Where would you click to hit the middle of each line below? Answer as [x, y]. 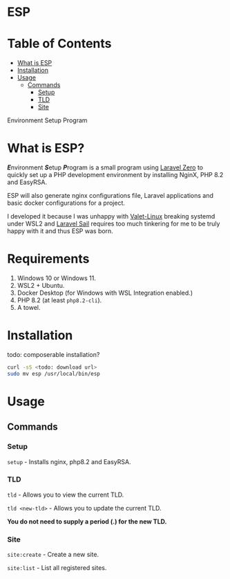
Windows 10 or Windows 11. [57, 278]
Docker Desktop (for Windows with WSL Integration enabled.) [105, 293]
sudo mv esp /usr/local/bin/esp [54, 374]
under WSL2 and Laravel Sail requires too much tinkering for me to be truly [114, 224]
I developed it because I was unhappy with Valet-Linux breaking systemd [111, 217]
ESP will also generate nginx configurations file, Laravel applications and [111, 196]
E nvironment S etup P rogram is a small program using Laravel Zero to [105, 167]
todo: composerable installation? [54, 354]
